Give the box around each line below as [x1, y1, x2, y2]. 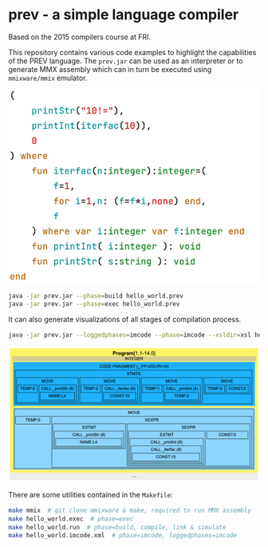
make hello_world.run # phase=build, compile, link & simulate [8, 523, 227, 531]
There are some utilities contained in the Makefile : [8, 489, 173, 499]
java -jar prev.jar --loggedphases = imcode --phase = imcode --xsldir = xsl [8, 331, 251, 339]
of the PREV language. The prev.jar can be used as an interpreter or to [8, 56, 243, 66]
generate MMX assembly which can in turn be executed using [8, 64, 212, 74]
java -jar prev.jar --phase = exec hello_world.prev [8, 300, 180, 309]
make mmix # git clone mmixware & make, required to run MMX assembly [8, 506, 251, 514]
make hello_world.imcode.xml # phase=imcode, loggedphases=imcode [8, 532, 238, 540]
